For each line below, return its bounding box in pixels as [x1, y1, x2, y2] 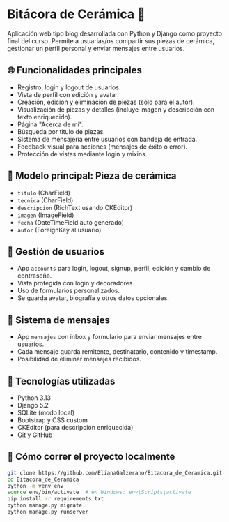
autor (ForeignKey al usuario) [17, 225, 102, 234]
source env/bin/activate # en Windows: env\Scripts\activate [7, 489, 191, 496]
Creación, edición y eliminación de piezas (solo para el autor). [17, 98, 195, 106]
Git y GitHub [17, 431, 53, 439]
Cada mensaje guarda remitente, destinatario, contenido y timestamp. [17, 348, 218, 356]
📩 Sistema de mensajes [7, 314, 110, 326]
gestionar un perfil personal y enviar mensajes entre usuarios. [7, 44, 185, 52]
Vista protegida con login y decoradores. [17, 279, 134, 288]
